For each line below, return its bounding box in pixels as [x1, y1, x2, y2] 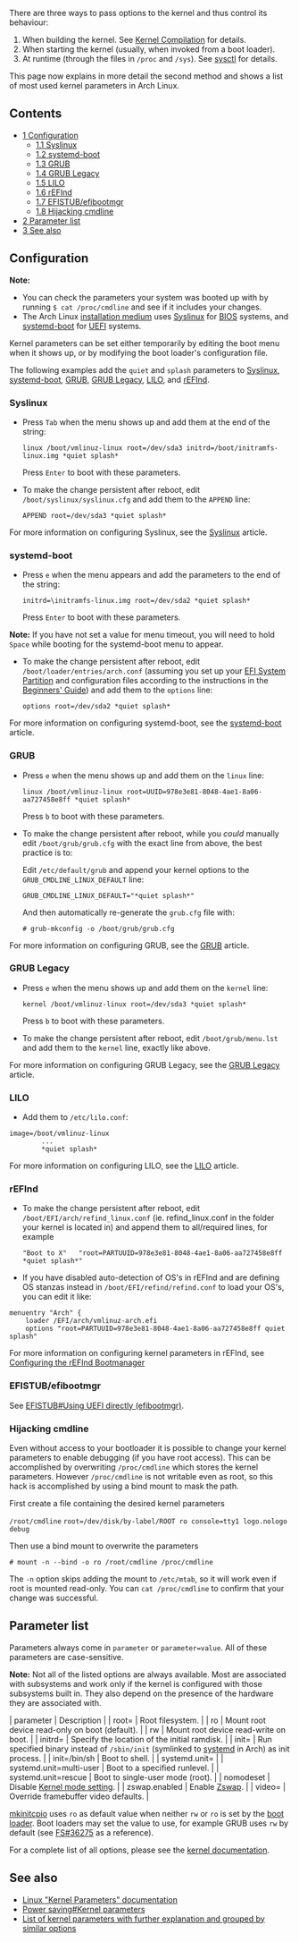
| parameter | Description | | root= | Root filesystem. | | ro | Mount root [9, 1715, 266, 1726]
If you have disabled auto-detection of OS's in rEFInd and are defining [21, 1272, 280, 1283]
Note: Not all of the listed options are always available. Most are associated [9, 1668, 287, 1680]
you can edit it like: [21, 1292, 92, 1302]
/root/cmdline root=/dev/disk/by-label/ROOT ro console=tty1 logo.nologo [9, 1517, 287, 1526]
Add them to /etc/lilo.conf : [21, 1112, 129, 1123]
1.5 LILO [35, 177, 65, 188]
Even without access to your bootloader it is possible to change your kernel [9, 1443, 287, 1453]
